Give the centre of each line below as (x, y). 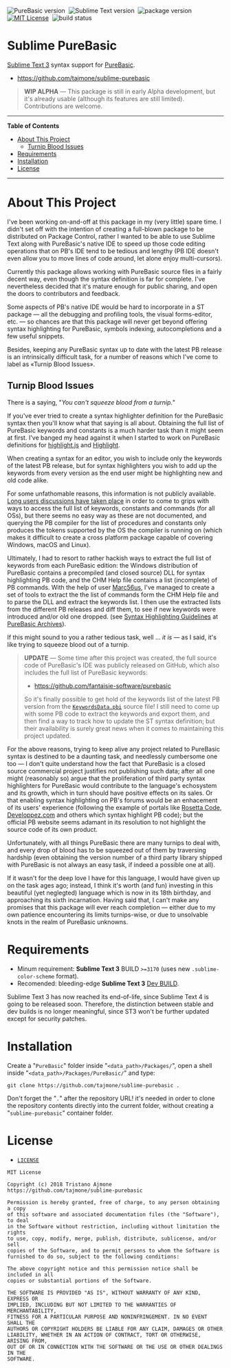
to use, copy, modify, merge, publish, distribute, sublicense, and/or (112, 1239)
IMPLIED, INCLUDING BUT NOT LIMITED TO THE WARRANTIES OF (92, 1305)
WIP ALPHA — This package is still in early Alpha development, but (119, 91)
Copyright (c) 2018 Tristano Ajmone (59, 1184)
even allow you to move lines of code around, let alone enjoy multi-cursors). (115, 258)
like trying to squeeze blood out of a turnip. (68, 644)
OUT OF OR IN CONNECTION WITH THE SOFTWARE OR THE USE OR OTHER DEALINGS (115, 1347)
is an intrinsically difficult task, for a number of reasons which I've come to (113, 356)
